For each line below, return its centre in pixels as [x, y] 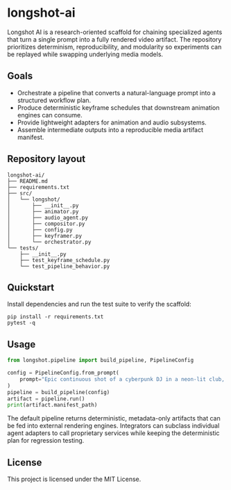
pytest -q [22, 323]
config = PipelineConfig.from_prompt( [63, 373]
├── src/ [20, 193]
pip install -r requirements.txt [55, 317]
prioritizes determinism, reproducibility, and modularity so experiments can [114, 47]
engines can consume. [50, 115]
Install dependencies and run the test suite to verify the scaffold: [100, 304]
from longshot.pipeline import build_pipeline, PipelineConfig [101, 360]
